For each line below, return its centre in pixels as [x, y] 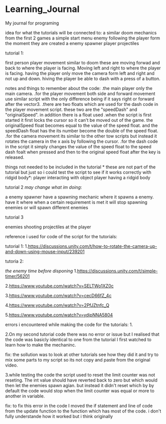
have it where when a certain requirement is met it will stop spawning [76, 202]
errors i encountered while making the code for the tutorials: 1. [69, 324]
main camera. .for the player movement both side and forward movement [80, 93]
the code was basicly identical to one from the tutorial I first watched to [78, 339]
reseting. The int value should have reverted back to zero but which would [82, 380]
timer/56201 [17, 276]
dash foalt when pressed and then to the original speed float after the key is [83, 152]
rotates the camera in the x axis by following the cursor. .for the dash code [82, 141]
